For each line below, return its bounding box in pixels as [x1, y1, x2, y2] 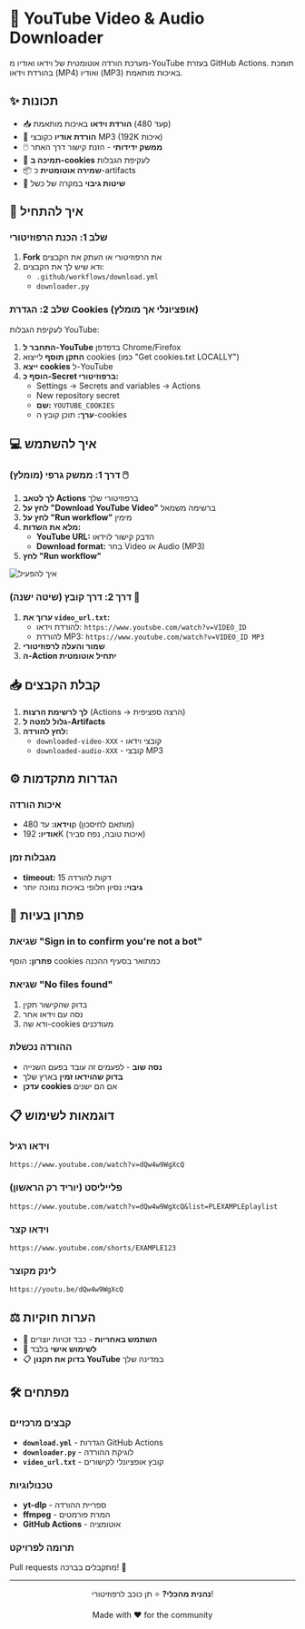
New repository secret [35, 389, 120, 400]
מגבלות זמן [9, 851, 57, 864]
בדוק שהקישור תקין [22, 998, 88, 1010]
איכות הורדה [9, 798, 62, 810]
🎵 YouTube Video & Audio [9, 8, 205, 29]
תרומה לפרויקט [9, 1542, 74, 1555]
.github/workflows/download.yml [35, 272, 159, 282]
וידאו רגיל [9, 1140, 50, 1153]
